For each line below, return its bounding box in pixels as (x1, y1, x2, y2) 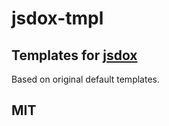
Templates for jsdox (11, 47, 138, 64)
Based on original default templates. (11, 73, 160, 85)
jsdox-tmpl (11, 7, 104, 30)
